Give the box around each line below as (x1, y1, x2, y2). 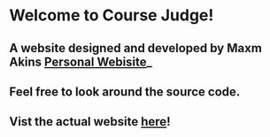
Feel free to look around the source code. (9, 84, 241, 99)
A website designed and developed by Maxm (9, 41, 263, 56)
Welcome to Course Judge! (9, 5, 214, 26)
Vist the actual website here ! (9, 114, 171, 129)
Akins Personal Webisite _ (9, 54, 153, 69)
